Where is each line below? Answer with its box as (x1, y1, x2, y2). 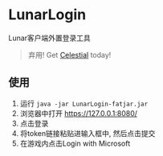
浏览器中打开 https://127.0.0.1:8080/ (19, 108, 138, 118)
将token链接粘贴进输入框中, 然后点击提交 (19, 128, 156, 138)
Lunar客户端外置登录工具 (8, 33, 91, 42)
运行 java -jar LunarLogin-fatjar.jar (19, 98, 149, 108)
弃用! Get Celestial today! (27, 50, 112, 59)
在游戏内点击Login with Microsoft (19, 138, 131, 148)
